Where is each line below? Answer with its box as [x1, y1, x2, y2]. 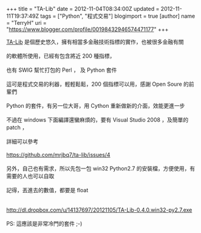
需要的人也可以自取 [6, 173, 55, 179]
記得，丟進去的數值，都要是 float [6, 187, 89, 193]
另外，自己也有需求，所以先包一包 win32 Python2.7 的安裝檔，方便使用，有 [6, 165, 196, 172]
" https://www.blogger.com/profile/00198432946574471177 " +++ [6, 26, 169, 33]
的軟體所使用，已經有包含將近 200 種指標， [6, 52, 115, 60]
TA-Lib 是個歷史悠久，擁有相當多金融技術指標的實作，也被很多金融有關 [6, 38, 184, 45]
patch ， [6, 124, 28, 131]
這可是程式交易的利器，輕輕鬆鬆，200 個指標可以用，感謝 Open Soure [6, 80, 182, 88]
